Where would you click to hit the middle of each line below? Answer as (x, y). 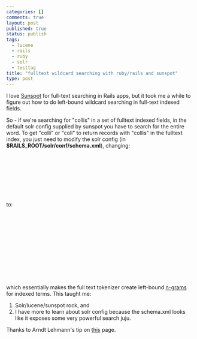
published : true (26, 28)
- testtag (24, 67)
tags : (13, 40)
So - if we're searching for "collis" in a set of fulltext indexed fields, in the (96, 120)
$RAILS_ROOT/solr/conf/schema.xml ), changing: (68, 146)
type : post (20, 79)
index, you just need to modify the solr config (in (66, 139)
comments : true (25, 17)
